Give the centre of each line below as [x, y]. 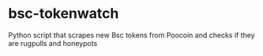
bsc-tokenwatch [64, 14]
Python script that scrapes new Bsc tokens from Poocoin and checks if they [131, 35]
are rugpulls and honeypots [53, 43]
